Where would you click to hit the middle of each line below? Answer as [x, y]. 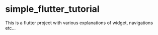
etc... [11, 28]
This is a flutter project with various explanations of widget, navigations [79, 23]
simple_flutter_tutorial [52, 9]
